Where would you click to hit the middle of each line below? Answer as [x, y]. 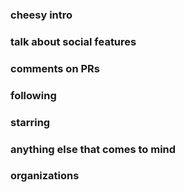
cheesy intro [41, 15]
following [33, 95]
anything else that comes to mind [93, 149]
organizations [45, 176]
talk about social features [73, 41]
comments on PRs [55, 68]
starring [30, 122]
